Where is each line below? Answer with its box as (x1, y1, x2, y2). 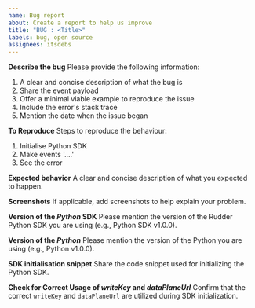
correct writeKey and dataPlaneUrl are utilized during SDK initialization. (8, 291, 239, 301)
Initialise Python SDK (19, 141, 88, 151)
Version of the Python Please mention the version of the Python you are (8, 236, 242, 245)
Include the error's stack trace (19, 103, 118, 112)
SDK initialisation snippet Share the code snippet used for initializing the (8, 259, 245, 269)
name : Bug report (8, 11, 65, 20)
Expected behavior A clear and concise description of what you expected (8, 174, 248, 183)
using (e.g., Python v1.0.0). (8, 244, 95, 254)
